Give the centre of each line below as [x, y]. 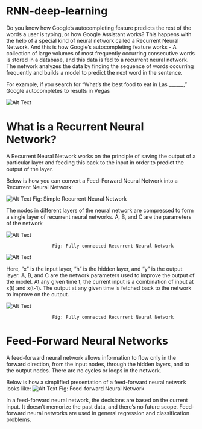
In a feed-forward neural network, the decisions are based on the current [97, 400]
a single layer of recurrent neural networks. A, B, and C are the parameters [99, 217]
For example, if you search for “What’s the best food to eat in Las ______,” [97, 84]
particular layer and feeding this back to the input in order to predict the [95, 162]
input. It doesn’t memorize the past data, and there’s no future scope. [92, 406]
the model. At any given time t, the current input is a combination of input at [100, 281]
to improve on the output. [38, 294]
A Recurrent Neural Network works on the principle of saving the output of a [101, 156]
